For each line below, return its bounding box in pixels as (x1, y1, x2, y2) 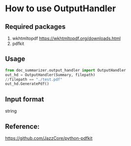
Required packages (5, 23, 66, 31)
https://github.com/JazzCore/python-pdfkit (5, 135, 93, 141)
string (5, 108, 17, 114)
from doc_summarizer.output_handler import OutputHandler (5, 68, 126, 73)
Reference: (5, 122, 40, 130)
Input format (5, 95, 44, 103)
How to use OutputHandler (5, 3, 116, 14)
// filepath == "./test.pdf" (5, 77, 63, 82)
